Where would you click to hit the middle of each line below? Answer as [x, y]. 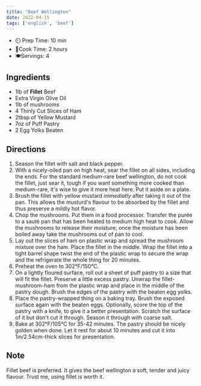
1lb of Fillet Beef [35, 92]
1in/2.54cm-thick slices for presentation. [65, 337]
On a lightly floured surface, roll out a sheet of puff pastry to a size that [103, 273]
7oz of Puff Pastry [37, 124]
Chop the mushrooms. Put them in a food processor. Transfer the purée [104, 215]
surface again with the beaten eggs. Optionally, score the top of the [99, 305]
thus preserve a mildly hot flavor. [56, 208]
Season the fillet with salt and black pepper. [69, 164]
